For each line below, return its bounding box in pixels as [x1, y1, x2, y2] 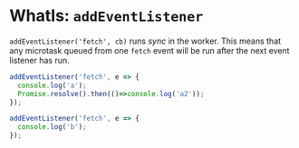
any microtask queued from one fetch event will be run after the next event [9, 44, 290, 55]
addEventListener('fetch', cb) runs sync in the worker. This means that [9, 35, 282, 46]
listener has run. [9, 54, 70, 65]
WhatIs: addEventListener [9, 5, 204, 26]
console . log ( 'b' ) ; [17, 123, 88, 132]
